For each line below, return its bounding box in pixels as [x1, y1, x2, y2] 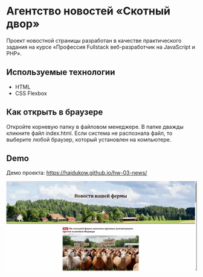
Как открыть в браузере [6, 107, 103, 117]
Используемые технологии [6, 67, 115, 78]
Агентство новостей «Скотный [6, 4, 171, 18]
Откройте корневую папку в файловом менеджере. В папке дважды [6, 123, 184, 130]
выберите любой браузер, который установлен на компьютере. [6, 135, 172, 143]
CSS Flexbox [14, 89, 47, 97]
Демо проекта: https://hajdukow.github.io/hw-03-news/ [6, 169, 147, 176]
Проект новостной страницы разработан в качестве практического [6, 37, 182, 44]
